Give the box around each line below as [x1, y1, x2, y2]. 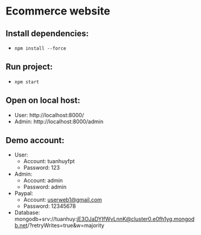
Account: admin [23, 177, 63, 184]
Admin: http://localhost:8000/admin [14, 118, 104, 125]
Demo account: [5, 135, 65, 146]
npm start [14, 79, 40, 85]
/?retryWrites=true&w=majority [27, 222, 105, 229]
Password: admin [23, 183, 67, 191]
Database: [14, 209, 40, 216]
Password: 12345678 [23, 202, 76, 210]
